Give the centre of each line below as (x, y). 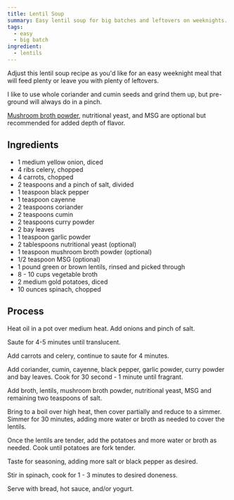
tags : (15, 27)
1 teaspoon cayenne (46, 199)
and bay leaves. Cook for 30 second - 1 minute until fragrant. (95, 377)
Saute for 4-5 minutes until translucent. (64, 342)
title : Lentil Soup (36, 14)
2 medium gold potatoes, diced (63, 282)
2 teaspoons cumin (45, 214)
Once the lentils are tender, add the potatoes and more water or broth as (112, 440)
